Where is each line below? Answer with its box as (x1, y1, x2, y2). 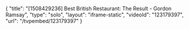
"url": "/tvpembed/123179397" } (5, 18, 83, 24)
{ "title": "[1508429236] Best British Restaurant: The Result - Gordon (5, 5, 172, 12)
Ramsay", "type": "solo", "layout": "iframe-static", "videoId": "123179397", (5, 11, 184, 18)
